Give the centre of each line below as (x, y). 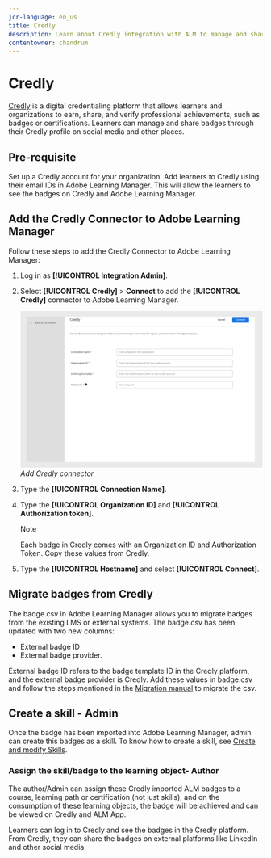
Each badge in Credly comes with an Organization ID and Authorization (138, 545)
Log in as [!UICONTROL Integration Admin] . (94, 275)
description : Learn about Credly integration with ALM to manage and (128, 34)
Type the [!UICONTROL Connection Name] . (93, 489)
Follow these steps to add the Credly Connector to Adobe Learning (120, 251)
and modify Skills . (38, 750)
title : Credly (32, 25)
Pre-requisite (42, 157)
